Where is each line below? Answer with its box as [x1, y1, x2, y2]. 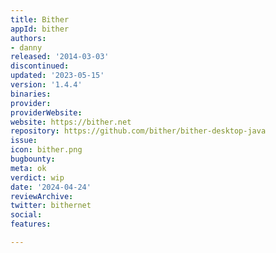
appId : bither [10, 24, 70, 34]
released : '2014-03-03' [10, 52, 110, 62]
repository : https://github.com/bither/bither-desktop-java [10, 126, 267, 136]
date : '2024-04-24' [10, 182, 92, 192]
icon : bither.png [10, 145, 83, 155]
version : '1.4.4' [10, 80, 83, 90]
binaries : [10, 89, 52, 99]
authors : [10, 33, 47, 43]
